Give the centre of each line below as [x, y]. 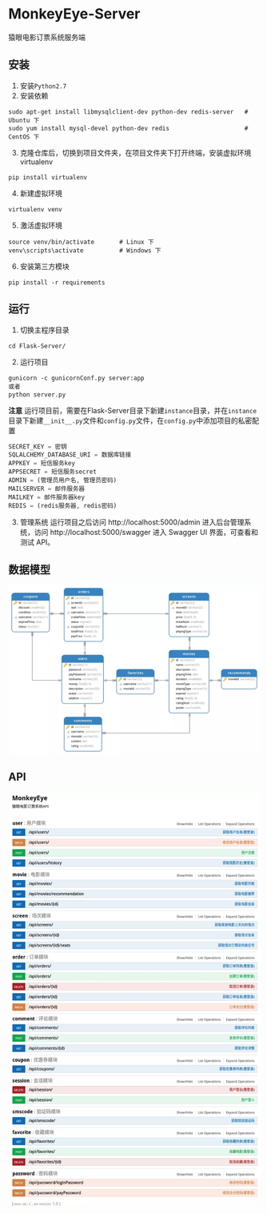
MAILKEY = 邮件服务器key [47, 497]
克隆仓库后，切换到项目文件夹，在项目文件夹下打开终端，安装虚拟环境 [135, 152]
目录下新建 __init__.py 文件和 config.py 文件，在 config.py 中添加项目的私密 [130, 420]
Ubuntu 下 [24, 120]
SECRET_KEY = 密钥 [38, 446]
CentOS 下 [24, 137]
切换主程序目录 [44, 330]
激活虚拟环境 [41, 225]
